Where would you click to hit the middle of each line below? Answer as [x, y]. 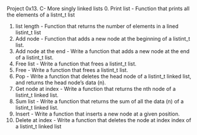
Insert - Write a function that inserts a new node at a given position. [97, 114]
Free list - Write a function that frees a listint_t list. [76, 64]
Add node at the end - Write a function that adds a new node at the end [102, 51]
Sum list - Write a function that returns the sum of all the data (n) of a [99, 101]
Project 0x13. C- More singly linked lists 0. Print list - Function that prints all [98, 9]
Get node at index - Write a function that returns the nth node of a [96, 89]
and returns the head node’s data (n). [60, 83]
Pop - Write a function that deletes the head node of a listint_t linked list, [103, 76]
